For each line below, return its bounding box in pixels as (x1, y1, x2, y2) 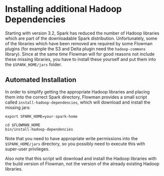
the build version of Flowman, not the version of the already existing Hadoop (5, 161, 160, 167)
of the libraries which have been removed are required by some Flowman (5, 40, 153, 46)
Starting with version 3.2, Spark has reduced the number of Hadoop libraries (5, 30, 160, 36)
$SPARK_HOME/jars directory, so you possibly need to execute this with (5, 141, 145, 147)
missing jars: (5, 104, 31, 110)
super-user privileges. (5, 146, 50, 152)
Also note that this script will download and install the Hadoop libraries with (5, 155, 157, 161)
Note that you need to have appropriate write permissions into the (5, 135, 138, 141)
